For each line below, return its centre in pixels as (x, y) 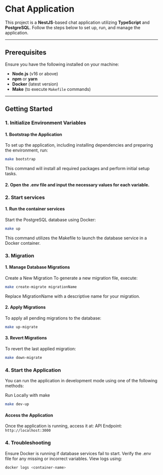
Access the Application (29, 415)
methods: (15, 386)
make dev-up (17, 404)
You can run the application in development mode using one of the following (81, 381)
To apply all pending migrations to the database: (53, 318)
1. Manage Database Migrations (38, 267)
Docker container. (23, 243)
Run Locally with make (27, 395)
